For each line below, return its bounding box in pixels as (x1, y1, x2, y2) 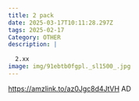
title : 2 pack (8, 11, 55, 20)
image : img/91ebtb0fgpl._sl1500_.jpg (8, 63, 131, 70)
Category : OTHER (8, 33, 61, 41)
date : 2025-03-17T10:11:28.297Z (8, 19, 113, 27)
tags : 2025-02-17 (8, 26, 65, 34)
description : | (8, 41, 58, 49)
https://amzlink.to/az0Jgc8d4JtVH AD (8, 84, 131, 93)
